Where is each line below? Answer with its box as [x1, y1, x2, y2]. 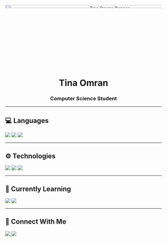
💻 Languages [5, 116, 49, 125]
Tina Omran [59, 78, 108, 89]
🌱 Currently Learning [5, 184, 71, 193]
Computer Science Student [50, 95, 117, 102]
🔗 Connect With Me [5, 218, 67, 226]
